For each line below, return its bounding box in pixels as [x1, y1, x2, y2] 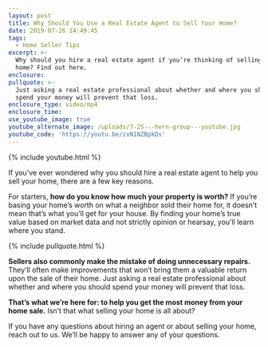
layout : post [8, 11, 52, 20]
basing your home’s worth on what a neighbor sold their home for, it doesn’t [8, 200, 258, 210]
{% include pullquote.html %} [8, 241, 105, 250]
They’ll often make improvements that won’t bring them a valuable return [8, 265, 247, 274]
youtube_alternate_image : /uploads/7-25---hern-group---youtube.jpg [8, 123, 241, 131]
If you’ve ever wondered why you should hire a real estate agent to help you [8, 168, 258, 177]
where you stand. [8, 225, 66, 235]
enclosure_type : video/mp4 [8, 101, 98, 108]
